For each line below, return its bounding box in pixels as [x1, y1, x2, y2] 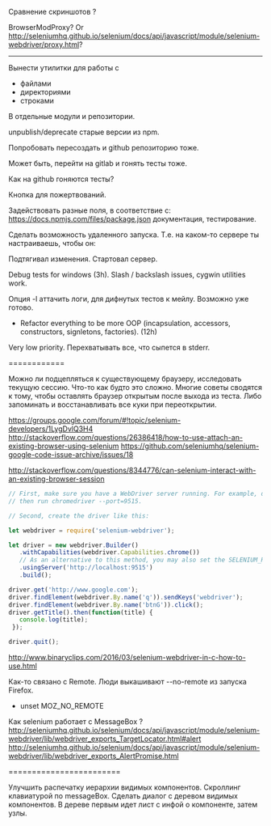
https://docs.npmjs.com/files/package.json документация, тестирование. [8, 214, 256, 223]
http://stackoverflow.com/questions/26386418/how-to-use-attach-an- [8, 433, 244, 442]
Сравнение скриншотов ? [8, 7, 97, 16]
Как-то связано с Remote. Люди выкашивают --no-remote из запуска [8, 677, 248, 686]
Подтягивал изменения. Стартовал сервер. [8, 254, 158, 264]
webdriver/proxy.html [8, 40, 80, 49]
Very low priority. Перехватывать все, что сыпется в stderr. [8, 343, 211, 352]
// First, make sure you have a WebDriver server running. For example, [8, 489, 258, 498]
